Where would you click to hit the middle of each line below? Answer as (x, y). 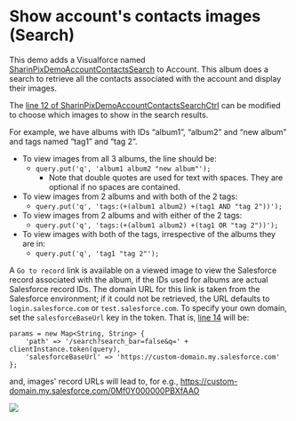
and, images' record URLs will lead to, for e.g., (94, 381)
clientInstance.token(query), (65, 349)
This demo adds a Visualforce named (77, 60)
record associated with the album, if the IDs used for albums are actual (139, 279)
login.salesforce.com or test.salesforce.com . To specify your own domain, (148, 307)
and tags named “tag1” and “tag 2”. (73, 141)
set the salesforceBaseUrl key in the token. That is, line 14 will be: (129, 317)
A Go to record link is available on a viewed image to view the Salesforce (143, 270)
